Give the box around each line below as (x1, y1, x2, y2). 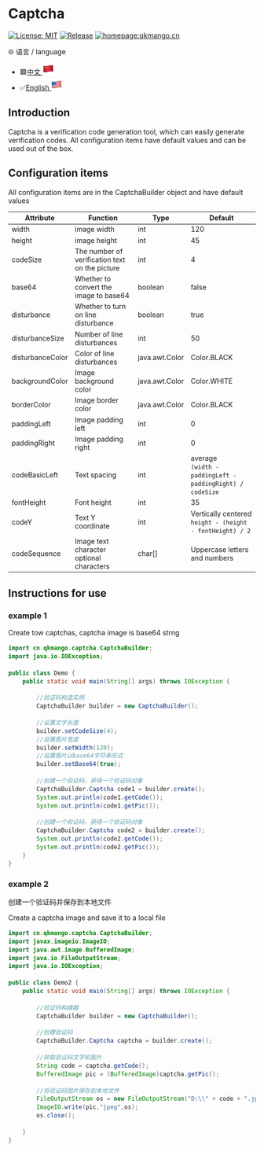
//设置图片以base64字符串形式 (36, 752, 123, 760)
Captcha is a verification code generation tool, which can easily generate (8, 127, 245, 136)
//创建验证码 (36, 1029, 73, 1036)
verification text (74, 255, 126, 264)
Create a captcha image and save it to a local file (8, 913, 167, 922)
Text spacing (74, 470, 117, 480)
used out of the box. (8, 143, 74, 153)
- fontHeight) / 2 (190, 527, 251, 535)
